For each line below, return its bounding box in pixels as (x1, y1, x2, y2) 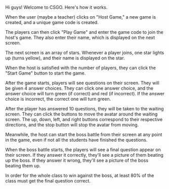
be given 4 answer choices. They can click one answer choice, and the (5, 85, 153, 91)
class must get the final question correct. (5, 178, 91, 183)
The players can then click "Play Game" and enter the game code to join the (5, 29, 163, 35)
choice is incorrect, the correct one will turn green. (5, 96, 111, 102)
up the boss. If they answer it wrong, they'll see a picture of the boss (5, 157, 148, 163)
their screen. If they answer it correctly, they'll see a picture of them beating (5, 152, 163, 158)
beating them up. (5, 163, 41, 168)
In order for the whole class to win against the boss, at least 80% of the (5, 172, 154, 178)
